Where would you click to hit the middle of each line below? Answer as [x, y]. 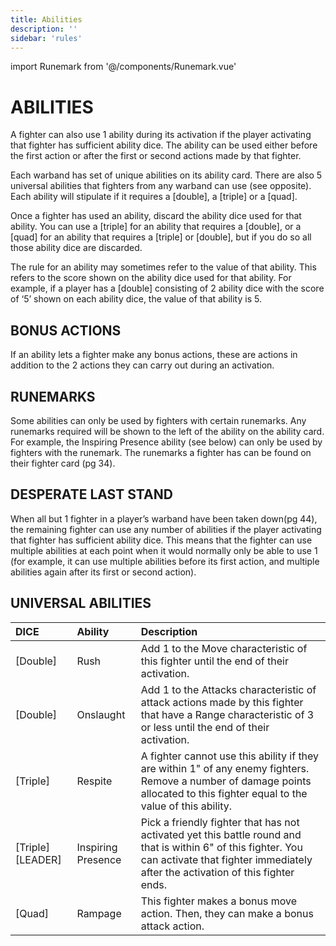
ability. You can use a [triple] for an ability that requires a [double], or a [156, 227]
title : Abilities [46, 19]
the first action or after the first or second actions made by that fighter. [156, 156]
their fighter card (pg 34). [63, 463]
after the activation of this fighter [217, 872]
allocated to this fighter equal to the [224, 793]
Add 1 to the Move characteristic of [224, 648]
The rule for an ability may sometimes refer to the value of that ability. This [163, 267]
